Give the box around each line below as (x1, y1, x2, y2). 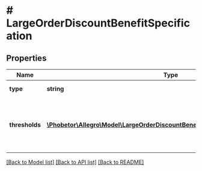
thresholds (9, 121, 41, 129)
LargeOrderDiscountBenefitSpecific (6, 16, 191, 30)
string (46, 85, 64, 93)
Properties (6, 53, 47, 63)
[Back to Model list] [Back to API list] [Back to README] (6, 158, 144, 166)
